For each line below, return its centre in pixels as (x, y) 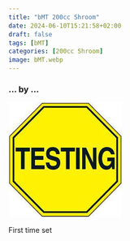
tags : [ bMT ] (28, 43)
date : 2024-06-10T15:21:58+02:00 (65, 26)
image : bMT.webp (36, 60)
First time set (30, 230)
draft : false (30, 34)
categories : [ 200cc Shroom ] (56, 52)
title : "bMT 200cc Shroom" (54, 17)
